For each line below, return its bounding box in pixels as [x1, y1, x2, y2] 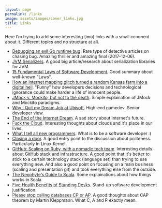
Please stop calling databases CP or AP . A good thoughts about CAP [12, 192, 149, 198]
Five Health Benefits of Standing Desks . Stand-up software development [12, 182, 157, 188]
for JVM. [12, 64, 30, 70]
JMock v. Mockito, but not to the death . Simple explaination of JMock [12, 95, 151, 101]
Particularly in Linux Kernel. [12, 141, 67, 147]
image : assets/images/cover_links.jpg [5, 16, 83, 21]
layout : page [5, 7, 31, 12]
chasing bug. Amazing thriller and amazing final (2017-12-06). [12, 54, 135, 59]
